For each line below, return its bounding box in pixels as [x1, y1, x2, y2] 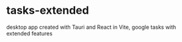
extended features [6, 29, 53, 37]
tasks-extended [6, 4, 90, 17]
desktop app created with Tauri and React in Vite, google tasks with [6, 23, 177, 31]
